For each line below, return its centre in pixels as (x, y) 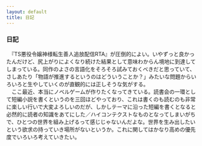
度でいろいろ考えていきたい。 (43, 137)
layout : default (27, 12)
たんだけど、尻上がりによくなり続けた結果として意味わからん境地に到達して (101, 62)
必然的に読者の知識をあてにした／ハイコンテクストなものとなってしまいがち (101, 114)
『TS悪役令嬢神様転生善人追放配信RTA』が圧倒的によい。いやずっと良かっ (103, 54)
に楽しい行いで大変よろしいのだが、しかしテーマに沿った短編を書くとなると (101, 107)
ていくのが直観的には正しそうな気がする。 (96, 84)
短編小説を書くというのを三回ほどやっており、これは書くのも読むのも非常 (103, 99)
